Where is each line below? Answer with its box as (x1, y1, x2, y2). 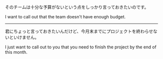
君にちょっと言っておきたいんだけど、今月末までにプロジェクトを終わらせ (5, 29, 153, 34)
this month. (5, 49, 28, 55)
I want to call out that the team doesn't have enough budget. (5, 14, 126, 19)
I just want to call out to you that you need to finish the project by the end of (5, 44, 157, 50)
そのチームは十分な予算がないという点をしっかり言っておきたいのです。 (5, 4, 149, 10)
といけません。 (9, 34, 39, 40)
